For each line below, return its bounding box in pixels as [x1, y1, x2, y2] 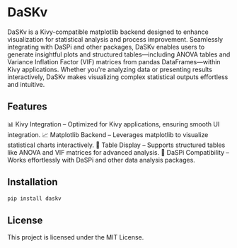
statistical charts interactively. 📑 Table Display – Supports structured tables [7, 141, 226, 149]
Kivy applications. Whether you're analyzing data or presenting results [7, 65, 212, 73]
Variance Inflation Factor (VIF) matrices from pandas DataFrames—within [7, 57, 221, 66]
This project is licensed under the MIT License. [7, 233, 144, 242]
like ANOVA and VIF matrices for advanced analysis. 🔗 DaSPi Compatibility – [7, 148, 230, 156]
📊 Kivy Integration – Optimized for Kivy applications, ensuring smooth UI [7, 119, 220, 128]
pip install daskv [7, 195, 62, 202]
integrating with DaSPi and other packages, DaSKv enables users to [7, 42, 205, 51]
